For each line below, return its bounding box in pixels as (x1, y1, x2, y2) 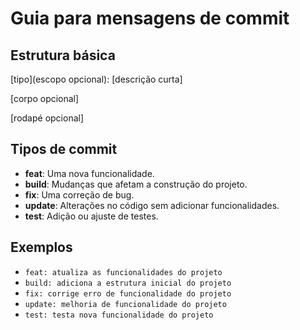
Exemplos (10, 239, 73, 256)
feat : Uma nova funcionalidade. (24, 167, 155, 179)
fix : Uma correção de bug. (24, 188, 135, 201)
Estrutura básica (10, 47, 116, 64)
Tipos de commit (10, 141, 118, 158)
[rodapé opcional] (10, 112, 85, 124)
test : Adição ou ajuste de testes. (24, 210, 159, 222)
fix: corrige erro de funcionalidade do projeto (24, 288, 232, 299)
